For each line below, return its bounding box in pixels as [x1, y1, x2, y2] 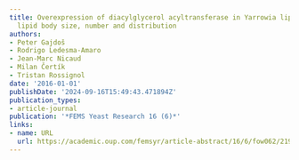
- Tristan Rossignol [9, 71, 86, 80]
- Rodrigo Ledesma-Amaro [9, 46, 101, 55]
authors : [9, 29, 42, 38]
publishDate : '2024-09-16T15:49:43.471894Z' [9, 87, 177, 96]
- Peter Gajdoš [9, 37, 66, 47]
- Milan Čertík [9, 63, 66, 72]
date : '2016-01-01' [9, 79, 82, 88]
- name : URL [9, 129, 53, 138]
